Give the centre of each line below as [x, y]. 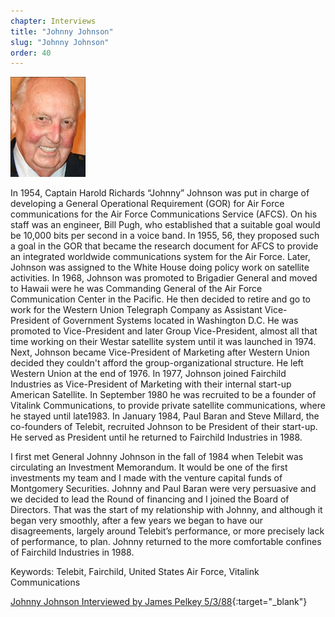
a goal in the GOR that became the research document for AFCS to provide [164, 246]
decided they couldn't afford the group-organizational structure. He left [157, 363]
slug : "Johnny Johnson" [60, 42]
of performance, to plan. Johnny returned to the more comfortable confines [166, 542]
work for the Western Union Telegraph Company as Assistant [136, 310]
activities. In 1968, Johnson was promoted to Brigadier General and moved [164, 278]
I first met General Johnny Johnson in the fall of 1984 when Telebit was [157, 457]
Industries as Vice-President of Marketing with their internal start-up [151, 384]
